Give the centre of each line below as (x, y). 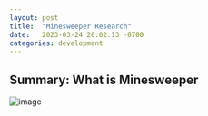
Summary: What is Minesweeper (104, 79)
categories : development (56, 43)
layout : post (34, 18)
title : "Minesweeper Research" (70, 26)
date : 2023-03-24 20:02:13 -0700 (77, 34)
